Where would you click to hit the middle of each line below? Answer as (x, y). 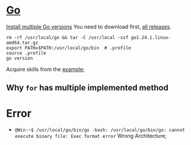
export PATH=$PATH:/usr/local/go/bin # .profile (69, 48)
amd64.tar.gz (22, 43)
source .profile (26, 53)
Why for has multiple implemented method (87, 88)
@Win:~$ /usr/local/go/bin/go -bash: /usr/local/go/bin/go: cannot (100, 130)
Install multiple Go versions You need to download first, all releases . (89, 27)
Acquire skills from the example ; (45, 69)
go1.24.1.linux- (151, 37)
